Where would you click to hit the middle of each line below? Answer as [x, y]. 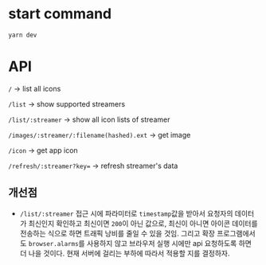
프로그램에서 [236, 233]
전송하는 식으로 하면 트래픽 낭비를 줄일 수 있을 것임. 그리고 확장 [117, 233]
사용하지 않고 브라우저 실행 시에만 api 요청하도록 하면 [169, 243]
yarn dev [23, 35]
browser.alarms [53, 244]
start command [60, 14]
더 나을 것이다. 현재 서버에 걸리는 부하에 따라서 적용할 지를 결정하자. [125, 253]
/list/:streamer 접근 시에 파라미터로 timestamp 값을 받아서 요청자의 [126, 213]
